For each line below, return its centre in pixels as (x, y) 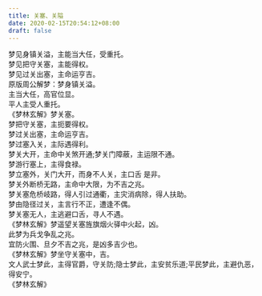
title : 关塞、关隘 (36, 16)
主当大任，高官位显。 (43, 94)
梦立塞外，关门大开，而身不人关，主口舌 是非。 (87, 174)
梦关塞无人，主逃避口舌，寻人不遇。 (68, 214)
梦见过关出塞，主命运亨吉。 (54, 74)
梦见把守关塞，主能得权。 (50, 64)
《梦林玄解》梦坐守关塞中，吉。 (61, 254)
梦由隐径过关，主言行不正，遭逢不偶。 (71, 204)
